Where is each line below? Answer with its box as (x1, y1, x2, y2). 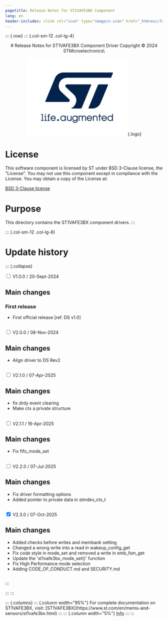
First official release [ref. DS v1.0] (12, 314, 81, 320)
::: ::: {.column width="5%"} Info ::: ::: (58, 610, 134, 616)
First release (5, 303, 36, 310)
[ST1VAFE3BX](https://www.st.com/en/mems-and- (45, 605, 150, 611)
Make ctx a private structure (12, 405, 71, 411)
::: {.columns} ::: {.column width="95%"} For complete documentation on (5, 600, 156, 606)
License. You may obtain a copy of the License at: (5, 175, 108, 182)
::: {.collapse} (5, 263, 33, 269)
